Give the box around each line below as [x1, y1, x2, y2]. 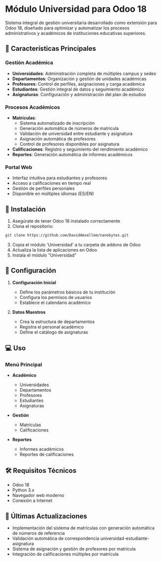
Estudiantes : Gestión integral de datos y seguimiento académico [12, 86, 144, 92]
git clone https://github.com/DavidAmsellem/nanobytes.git [5, 233, 129, 238]
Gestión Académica [5, 59, 53, 66]
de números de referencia [12, 530, 65, 536]
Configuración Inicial [12, 279, 57, 285]
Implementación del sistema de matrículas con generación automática [12, 525, 155, 531]
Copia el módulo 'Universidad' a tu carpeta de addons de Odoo [12, 241, 141, 247]
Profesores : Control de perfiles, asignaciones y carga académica [12, 81, 145, 87]
